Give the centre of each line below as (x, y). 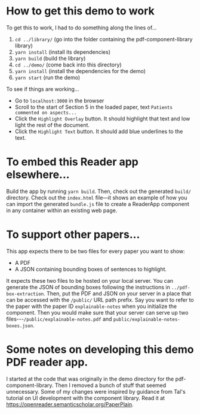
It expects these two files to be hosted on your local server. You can (90, 280)
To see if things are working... (43, 89)
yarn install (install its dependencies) (62, 52)
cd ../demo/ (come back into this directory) (68, 65)
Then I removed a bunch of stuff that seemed (110, 385)
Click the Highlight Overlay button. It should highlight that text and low (102, 119)
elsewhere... (38, 175)
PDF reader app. (47, 362)
